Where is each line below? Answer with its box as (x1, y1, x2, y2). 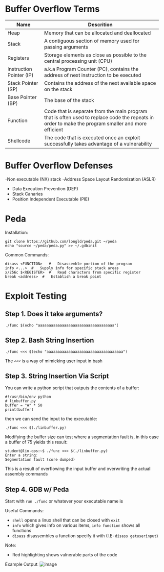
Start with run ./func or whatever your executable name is (5, 498, 123, 504)
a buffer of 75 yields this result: (5, 439, 68, 445)
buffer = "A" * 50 (5, 403, 42, 408)
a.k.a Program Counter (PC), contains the (44, 65, 139, 72)
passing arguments (44, 43, 88, 50)
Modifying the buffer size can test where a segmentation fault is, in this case (5, 434, 159, 440)
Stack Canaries (12, 191, 43, 197)
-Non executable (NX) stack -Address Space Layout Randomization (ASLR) (5, 176, 156, 182)
